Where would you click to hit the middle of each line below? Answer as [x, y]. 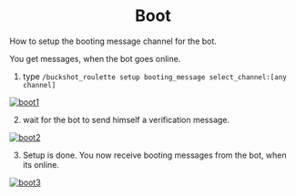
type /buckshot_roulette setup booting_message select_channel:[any [154, 76]
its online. [41, 164]
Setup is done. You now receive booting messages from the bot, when [154, 155]
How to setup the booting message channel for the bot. [113, 41]
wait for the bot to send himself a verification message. [126, 119]
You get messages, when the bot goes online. [95, 58]
